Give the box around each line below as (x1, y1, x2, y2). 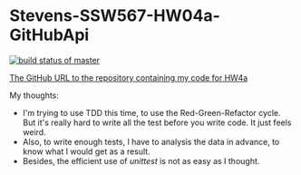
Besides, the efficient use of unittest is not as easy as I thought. (22, 155, 260, 166)
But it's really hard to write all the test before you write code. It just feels (22, 117, 292, 128)
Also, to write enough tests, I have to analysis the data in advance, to (22, 136, 280, 147)
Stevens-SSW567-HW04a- (9, 5, 220, 26)
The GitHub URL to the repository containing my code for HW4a (9, 72, 248, 83)
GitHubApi (9, 24, 90, 45)
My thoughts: (9, 90, 59, 101)
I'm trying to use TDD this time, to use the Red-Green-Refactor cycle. (22, 107, 281, 118)
